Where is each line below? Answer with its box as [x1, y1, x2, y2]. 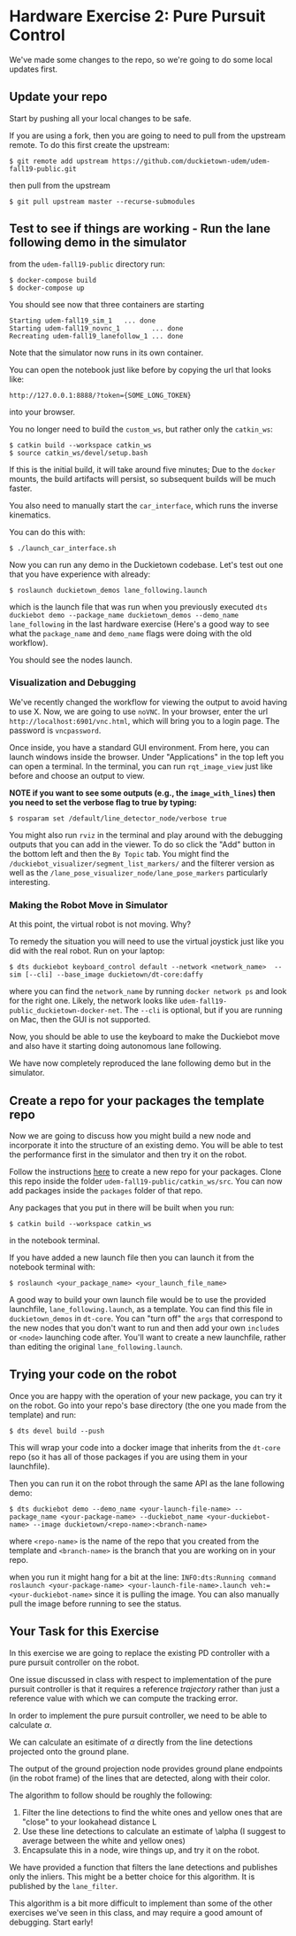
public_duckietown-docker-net [9, 1007, 121, 1015]
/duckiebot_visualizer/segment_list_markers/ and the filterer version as [9, 858, 276, 868]
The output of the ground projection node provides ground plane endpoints [9, 1763, 283, 1774]
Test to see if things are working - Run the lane [9, 222, 271, 237]
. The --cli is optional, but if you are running [119, 1005, 283, 1015]
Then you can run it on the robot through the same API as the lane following [9, 1478, 285, 1489]
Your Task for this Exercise [9, 1624, 160, 1639]
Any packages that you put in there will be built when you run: [9, 1202, 235, 1213]
